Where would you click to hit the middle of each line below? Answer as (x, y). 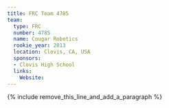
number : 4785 (32, 33)
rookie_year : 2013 (40, 45)
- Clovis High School (44, 65)
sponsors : (27, 58)
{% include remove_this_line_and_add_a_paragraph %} (85, 97)
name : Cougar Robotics (46, 39)
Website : (32, 77)
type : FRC (27, 26)
